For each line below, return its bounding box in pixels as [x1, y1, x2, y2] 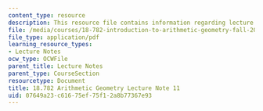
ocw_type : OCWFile [8, 55, 68, 63]
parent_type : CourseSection [8, 70, 100, 77]
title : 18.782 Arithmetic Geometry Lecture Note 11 [8, 84, 180, 92]
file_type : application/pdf [8, 33, 100, 41]
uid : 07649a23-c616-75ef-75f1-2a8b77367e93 [8, 91, 153, 99]
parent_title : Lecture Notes [8, 63, 103, 70]
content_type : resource [8, 11, 86, 20]
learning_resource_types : [8, 41, 92, 48]
